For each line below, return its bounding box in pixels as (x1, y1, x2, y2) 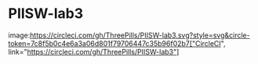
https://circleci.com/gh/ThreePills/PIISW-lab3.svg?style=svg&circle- (30, 30, 250, 40)
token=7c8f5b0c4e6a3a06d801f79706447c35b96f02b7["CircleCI (8, 38, 221, 48)
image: (8, 30, 31, 40)
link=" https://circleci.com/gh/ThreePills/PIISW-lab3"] (8, 47, 180, 56)
